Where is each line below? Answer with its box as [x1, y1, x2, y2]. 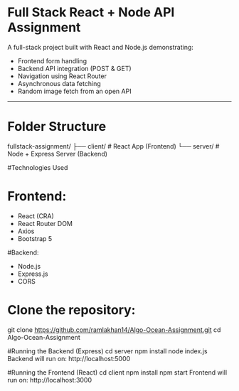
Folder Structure [7, 119, 107, 135]
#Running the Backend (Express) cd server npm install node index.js [7, 346, 208, 355]
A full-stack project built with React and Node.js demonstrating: [7, 43, 194, 51]
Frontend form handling [17, 56, 87, 65]
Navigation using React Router [17, 72, 107, 80]
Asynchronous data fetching [17, 79, 101, 87]
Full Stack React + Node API [7, 4, 175, 21]
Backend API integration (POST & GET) [17, 64, 132, 73]
